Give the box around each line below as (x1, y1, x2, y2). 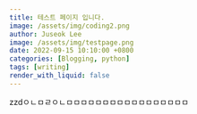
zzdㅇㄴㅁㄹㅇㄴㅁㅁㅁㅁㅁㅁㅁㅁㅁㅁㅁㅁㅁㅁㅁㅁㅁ (9, 96, 190, 107)
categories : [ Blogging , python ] (9, 54, 130, 63)
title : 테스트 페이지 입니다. (9, 12, 106, 22)
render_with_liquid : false (9, 71, 110, 80)
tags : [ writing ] (9, 63, 70, 72)
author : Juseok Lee (9, 29, 82, 38)
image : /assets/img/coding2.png (9, 21, 130, 30)
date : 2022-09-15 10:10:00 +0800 (9, 46, 134, 55)
